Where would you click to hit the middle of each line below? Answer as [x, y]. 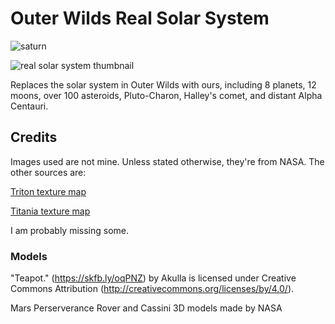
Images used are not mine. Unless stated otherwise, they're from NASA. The [167, 161]
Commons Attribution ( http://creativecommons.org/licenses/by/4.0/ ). [152, 289]
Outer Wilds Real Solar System [140, 18]
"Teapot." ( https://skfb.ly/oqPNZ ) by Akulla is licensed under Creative [153, 278]
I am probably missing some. [70, 230]
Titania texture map [50, 211]
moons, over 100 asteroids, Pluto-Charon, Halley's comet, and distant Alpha [166, 95]
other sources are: [48, 172]
